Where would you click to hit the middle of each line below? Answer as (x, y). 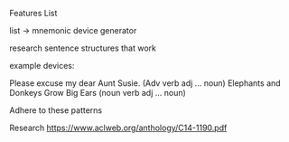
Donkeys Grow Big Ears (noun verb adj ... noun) (98, 93)
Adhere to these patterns (56, 110)
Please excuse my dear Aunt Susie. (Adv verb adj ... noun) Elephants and (145, 83)
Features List (33, 13)
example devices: (42, 66)
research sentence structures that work (83, 48)
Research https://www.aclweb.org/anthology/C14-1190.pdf (118, 128)
